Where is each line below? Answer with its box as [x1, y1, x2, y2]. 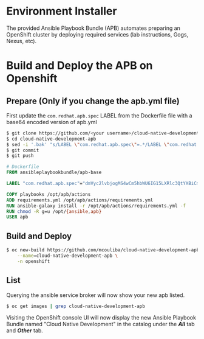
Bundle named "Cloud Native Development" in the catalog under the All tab [6, 321, 195, 328]
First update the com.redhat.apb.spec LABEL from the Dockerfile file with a [6, 111, 192, 119]
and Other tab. [6, 327, 44, 334]
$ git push [6, 153, 34, 159]
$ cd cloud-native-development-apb [6, 136, 97, 142]
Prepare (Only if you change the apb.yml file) [6, 96, 180, 106]
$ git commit [6, 147, 39, 153]
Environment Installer [6, 4, 117, 18]
